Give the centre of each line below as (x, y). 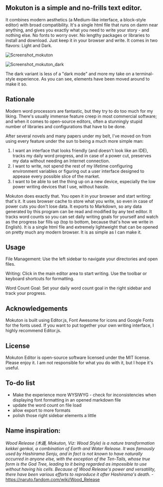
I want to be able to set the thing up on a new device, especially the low (84, 181)
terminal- (145, 74)
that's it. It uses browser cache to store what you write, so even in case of (79, 201)
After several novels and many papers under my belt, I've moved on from (79, 136)
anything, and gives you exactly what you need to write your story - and (77, 30)
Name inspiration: (33, 431)
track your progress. (26, 293)
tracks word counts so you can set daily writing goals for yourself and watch (82, 217)
